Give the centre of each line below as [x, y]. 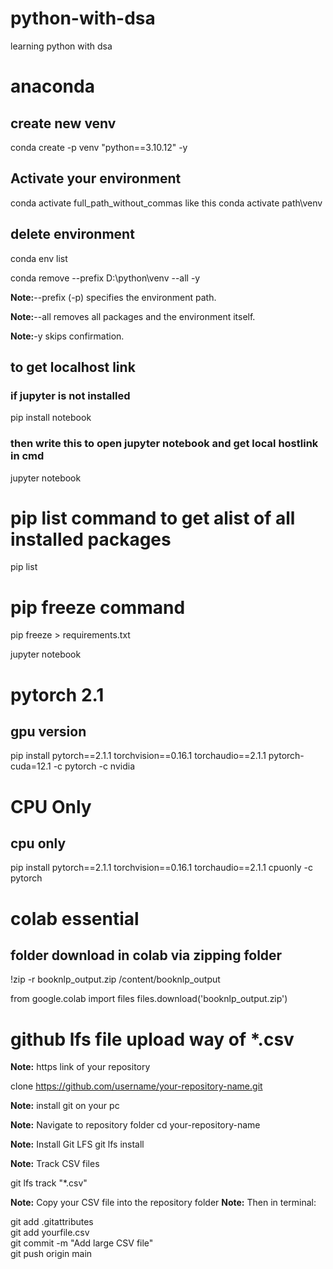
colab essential [75, 918]
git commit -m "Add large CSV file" [82, 1243]
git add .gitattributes [52, 1222]
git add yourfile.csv [50, 1233]
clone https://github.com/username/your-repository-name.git [136, 1086]
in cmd [27, 456]
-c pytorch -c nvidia [94, 766]
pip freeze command [98, 607]
